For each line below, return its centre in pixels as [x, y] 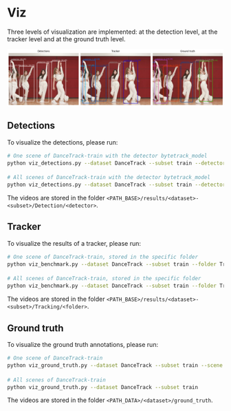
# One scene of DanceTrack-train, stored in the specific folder [102, 257]
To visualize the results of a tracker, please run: [74, 243]
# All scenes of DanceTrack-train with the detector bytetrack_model [109, 178]
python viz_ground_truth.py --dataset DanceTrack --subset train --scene [115, 365]
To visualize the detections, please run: [63, 142]
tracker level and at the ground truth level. [66, 39]
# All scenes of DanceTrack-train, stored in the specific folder [104, 279]
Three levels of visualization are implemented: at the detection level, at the [112, 32]
